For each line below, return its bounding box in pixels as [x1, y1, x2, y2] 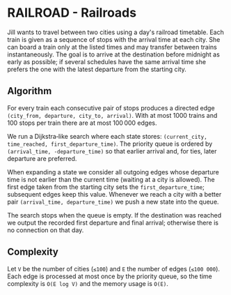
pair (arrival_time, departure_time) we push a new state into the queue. [7, 197, 219, 206]
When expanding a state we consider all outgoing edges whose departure [7, 167, 219, 176]
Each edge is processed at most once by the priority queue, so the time [7, 272, 212, 280]
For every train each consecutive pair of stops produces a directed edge [7, 103, 215, 112]
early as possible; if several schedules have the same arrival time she [7, 57, 207, 66]
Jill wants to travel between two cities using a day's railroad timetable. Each [7, 28, 224, 36]
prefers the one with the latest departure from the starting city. [7, 65, 186, 73]
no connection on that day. [7, 225, 84, 234]
